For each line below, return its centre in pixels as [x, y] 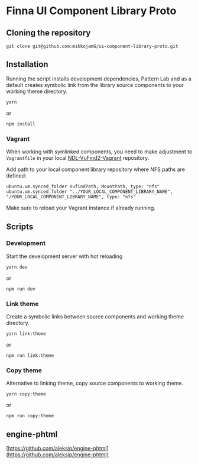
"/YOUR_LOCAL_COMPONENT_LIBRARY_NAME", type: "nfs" [71, 197]
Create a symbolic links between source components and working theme [95, 317]
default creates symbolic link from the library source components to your [95, 85]
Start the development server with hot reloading [64, 256]
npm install [21, 124]
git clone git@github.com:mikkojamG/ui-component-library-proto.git [92, 46]
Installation [27, 64]
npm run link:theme [30, 356]
